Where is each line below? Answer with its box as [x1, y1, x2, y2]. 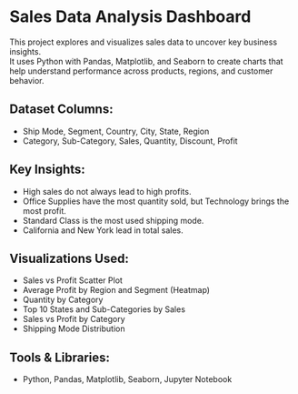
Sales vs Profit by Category [22, 314, 125, 325]
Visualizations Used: [9, 250, 129, 266]
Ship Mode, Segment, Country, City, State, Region [22, 126, 210, 136]
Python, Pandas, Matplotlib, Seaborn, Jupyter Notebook [22, 374, 233, 385]
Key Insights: [9, 162, 86, 177]
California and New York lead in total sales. [22, 225, 184, 236]
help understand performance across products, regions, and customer [9, 66, 273, 76]
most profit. [22, 205, 66, 216]
